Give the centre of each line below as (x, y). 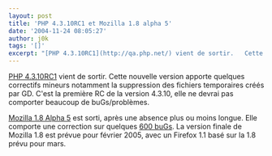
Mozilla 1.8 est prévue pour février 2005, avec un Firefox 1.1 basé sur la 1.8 (132, 135)
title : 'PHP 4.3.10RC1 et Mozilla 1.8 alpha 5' (91, 23)
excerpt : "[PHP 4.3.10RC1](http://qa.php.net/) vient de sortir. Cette (136, 53)
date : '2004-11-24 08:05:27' (58, 31)
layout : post (30, 16)
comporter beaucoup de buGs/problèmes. (79, 102)
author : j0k (28, 38)
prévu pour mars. (37, 143)
